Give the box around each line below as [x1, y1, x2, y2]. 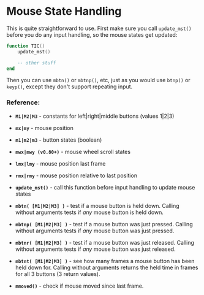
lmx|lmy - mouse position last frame [15, 159, 106, 167]
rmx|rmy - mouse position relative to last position [15, 172, 138, 179]
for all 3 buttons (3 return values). [15, 270, 100, 277]
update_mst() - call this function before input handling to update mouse [15, 183, 195, 191]
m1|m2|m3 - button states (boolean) [15, 136, 102, 144]
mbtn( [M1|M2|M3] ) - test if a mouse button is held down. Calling [15, 202, 179, 209]
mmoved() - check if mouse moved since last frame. [15, 282, 144, 289]
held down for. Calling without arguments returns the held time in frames [15, 264, 198, 271]
